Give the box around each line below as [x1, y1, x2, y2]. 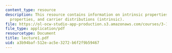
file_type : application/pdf [5, 26, 66, 31]
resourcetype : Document [5, 31, 56, 36]
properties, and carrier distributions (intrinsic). [10, 17, 125, 22]
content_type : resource [5, 7, 56, 13]
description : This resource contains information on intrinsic [5, 12, 143, 17]
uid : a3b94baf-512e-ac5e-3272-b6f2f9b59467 [5, 40, 100, 45]
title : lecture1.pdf [5, 36, 50, 41]
